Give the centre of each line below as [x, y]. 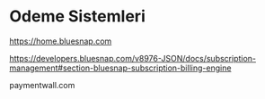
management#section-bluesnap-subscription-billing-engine [120, 68]
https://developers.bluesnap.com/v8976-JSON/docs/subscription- [133, 58]
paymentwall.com [42, 85]
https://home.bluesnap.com [61, 41]
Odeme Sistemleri [77, 16]
